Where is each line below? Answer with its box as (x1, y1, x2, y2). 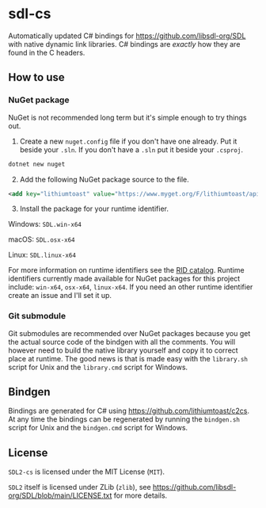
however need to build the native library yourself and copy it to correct (8, 346, 239, 355)
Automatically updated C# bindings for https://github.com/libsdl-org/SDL (8, 31, 246, 40)
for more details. (113, 491, 168, 500)
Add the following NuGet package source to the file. (19, 174, 190, 184)
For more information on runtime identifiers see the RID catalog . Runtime (8, 265, 245, 275)
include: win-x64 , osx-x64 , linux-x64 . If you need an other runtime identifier (8, 282, 253, 292)
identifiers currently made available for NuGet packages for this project (8, 274, 241, 284)
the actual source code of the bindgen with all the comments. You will (8, 337, 236, 346)
